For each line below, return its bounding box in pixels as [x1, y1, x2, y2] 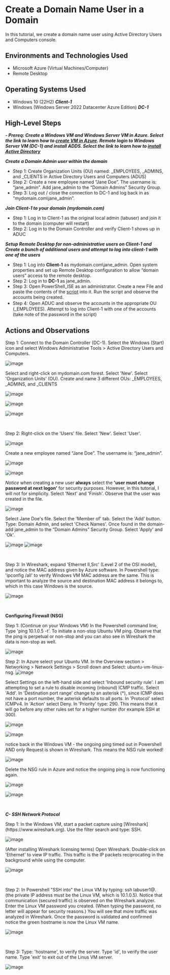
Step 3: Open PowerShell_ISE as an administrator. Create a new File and [12, 284, 163, 290]
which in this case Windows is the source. [5, 583, 93, 589]
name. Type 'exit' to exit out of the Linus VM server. [5, 954, 113, 960]
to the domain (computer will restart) [12, 220, 90, 227]
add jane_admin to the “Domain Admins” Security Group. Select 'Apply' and [5, 526, 163, 533]
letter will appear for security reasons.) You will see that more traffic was [5, 908, 157, 914]
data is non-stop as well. [5, 639, 57, 645]
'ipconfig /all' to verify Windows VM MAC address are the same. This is [5, 572, 154, 578]
